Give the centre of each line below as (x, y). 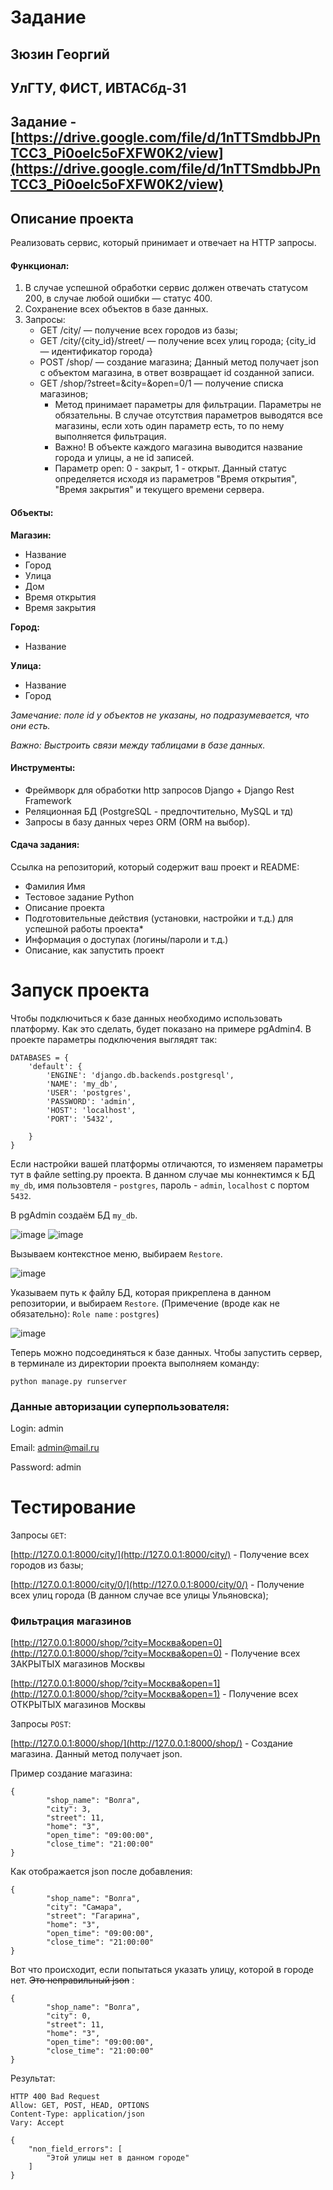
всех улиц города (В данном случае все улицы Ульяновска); (139, 1595)
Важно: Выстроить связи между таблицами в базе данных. (138, 745)
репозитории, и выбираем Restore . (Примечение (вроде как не (145, 1303)
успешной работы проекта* (84, 928)
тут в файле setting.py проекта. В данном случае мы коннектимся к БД (162, 1174)
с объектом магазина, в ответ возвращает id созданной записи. (177, 373)
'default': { (55, 1066)
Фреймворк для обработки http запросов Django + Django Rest (159, 790)
